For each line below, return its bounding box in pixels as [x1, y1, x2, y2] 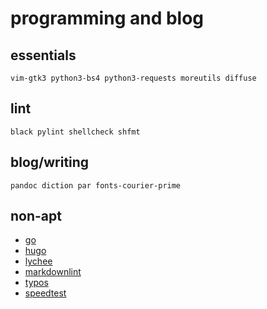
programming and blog [10, 7, 205, 30]
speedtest [24, 287, 67, 299]
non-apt [10, 208, 62, 225]
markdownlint [24, 266, 82, 278]
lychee [24, 255, 53, 267]
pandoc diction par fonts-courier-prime [10, 180, 182, 191]
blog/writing [10, 154, 90, 171]
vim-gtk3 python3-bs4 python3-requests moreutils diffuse [10, 73, 257, 83]
